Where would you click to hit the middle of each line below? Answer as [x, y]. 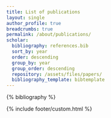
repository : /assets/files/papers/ [57, 74]
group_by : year [31, 63]
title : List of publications [43, 12]
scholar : [17, 40]
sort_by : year [30, 52]
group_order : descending [43, 68]
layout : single [26, 18]
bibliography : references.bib [50, 46]
